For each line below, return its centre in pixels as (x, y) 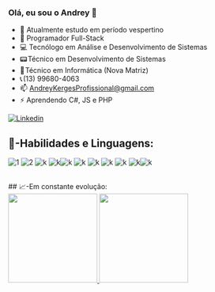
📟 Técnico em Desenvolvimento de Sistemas (92, 59)
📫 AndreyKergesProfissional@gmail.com (87, 88)
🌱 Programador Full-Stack (62, 38)
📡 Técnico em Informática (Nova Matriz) (84, 70)
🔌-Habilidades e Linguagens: (81, 143)
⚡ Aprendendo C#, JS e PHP (66, 100)
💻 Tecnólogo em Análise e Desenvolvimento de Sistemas (113, 47)
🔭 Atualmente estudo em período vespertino (92, 30)
